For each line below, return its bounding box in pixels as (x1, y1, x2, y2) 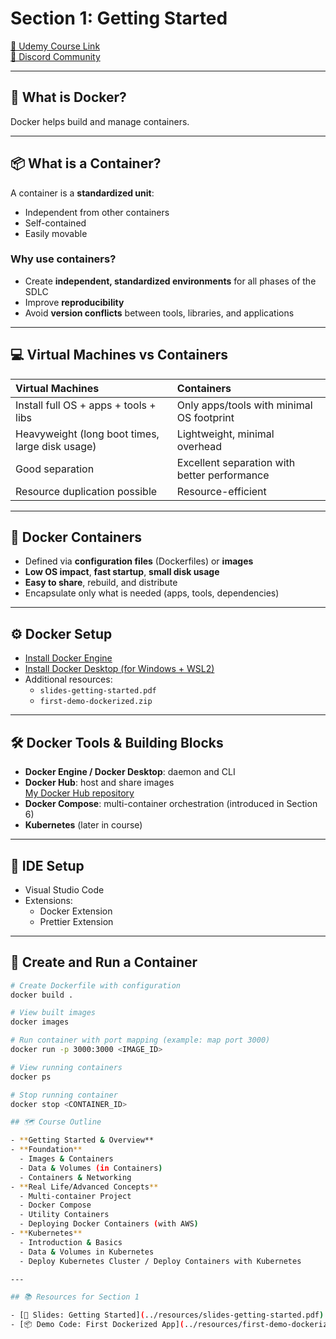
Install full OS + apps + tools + (15, 398, 157, 412)
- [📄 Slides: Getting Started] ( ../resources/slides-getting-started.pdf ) (10, 1310, 325, 1321)
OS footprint (176, 410, 235, 424)
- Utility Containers (19, 1210, 110, 1220)
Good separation (15, 462, 95, 476)
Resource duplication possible (15, 484, 158, 498)
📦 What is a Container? (10, 155, 162, 172)
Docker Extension (39, 905, 113, 917)
